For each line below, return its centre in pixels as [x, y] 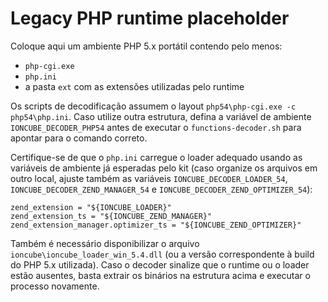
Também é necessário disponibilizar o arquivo [105, 243]
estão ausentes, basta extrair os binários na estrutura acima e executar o [160, 275]
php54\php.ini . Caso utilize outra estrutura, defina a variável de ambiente [161, 116]
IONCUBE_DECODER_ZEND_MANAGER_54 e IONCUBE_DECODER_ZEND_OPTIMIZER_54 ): [161, 189]
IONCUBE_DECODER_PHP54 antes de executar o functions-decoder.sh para [156, 127]
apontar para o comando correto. [79, 138]
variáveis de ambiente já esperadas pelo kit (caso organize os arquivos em [164, 168]
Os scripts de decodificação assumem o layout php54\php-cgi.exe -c [153, 106]
